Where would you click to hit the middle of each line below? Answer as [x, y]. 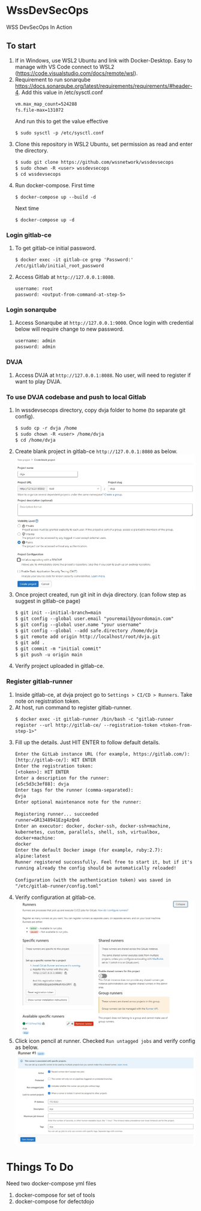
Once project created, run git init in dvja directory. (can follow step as [100, 595]
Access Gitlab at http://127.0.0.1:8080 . [65, 277]
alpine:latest [32, 856]
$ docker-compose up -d [45, 220]
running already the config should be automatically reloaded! [96, 868]
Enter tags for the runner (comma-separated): [74, 790]
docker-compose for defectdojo [54, 1201]
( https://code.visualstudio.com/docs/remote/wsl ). [76, 73]
